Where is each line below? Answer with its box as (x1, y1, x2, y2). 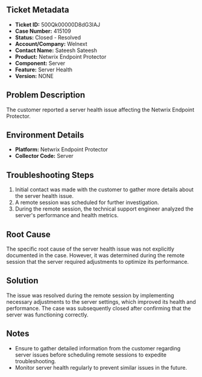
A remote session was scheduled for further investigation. (14, 199, 159, 206)
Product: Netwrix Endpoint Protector (14, 53, 107, 60)
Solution (6, 275, 39, 286)
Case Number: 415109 (14, 27, 71, 34)
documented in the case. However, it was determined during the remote (6, 252, 185, 259)
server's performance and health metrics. (14, 212, 119, 219)
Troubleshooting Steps (6, 169, 95, 180)
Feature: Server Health (14, 66, 72, 73)
